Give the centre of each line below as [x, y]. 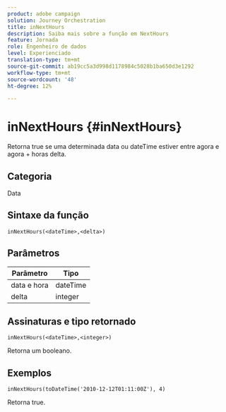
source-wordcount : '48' [42, 79]
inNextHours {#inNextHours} [95, 127]
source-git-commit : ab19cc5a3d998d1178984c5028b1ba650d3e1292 [101, 66]
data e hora [30, 285]
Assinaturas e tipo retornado [72, 322]
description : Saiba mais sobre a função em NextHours [88, 34]
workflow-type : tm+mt [39, 73]
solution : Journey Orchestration [56, 20]
